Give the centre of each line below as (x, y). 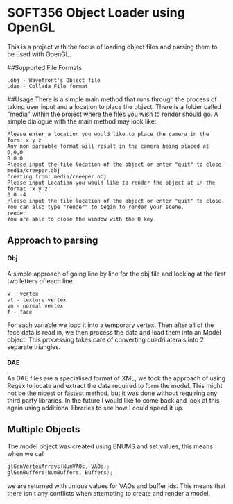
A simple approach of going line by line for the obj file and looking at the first (116, 274)
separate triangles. (34, 347)
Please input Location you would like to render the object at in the (111, 183)
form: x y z (24, 140)
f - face (20, 312)
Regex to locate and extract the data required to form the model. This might (115, 385)
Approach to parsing (53, 241)
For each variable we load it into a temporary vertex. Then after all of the (111, 325)
